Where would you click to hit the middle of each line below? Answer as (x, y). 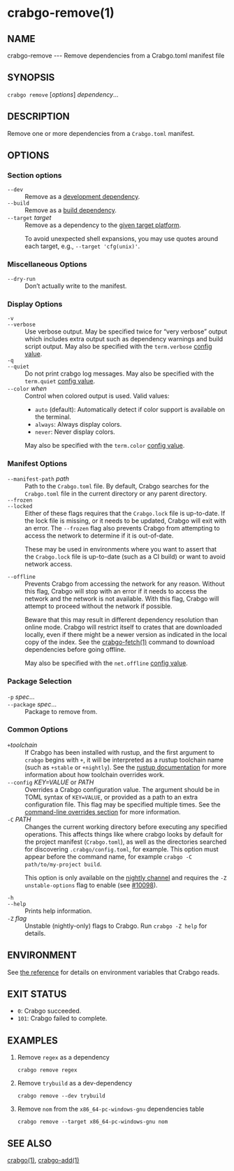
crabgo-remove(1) (61, 13)
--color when (27, 388)
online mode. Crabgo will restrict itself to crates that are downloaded (123, 627)
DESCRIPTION (38, 117)
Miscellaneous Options (47, 264)
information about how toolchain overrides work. (95, 774)
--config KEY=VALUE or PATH (51, 782)
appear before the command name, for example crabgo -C (108, 856)
